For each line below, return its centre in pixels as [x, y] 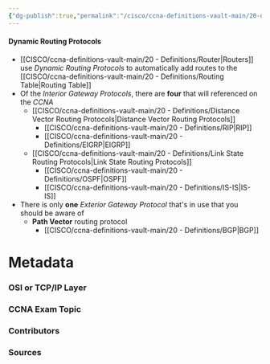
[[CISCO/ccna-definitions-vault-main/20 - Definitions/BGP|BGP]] [151, 230]
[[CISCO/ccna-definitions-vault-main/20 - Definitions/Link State [137, 153]
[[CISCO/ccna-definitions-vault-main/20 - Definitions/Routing [122, 76]
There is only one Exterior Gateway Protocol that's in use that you [129, 204]
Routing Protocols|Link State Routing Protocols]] [112, 162]
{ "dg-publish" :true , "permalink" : [64, 16]
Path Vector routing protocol [80, 221]
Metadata [41, 263]
